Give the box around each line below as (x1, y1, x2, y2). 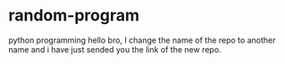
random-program (8, 5, 140, 26)
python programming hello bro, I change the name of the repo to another (8, 35, 276, 45)
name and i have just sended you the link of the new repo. (8, 44, 222, 54)
